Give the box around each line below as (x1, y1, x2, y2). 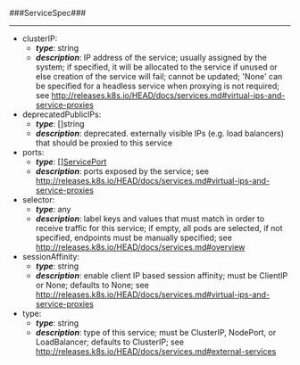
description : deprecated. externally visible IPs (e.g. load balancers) (35, 129, 284, 138)
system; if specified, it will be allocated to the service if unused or (35, 62, 279, 72)
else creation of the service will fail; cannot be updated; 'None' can (35, 71, 283, 81)
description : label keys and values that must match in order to (35, 213, 265, 224)
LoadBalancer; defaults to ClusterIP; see (35, 336, 185, 347)
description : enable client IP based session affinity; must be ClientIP (35, 270, 288, 280)
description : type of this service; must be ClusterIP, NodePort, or (35, 328, 277, 337)
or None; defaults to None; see (35, 280, 149, 290)
